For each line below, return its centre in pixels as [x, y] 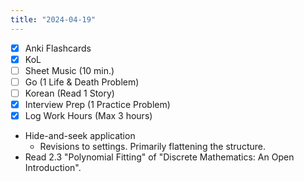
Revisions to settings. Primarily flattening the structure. [152, 147]
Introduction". [53, 168]
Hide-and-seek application [80, 136]
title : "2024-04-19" [53, 19]
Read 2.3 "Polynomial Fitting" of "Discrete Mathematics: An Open [159, 157]
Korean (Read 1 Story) [69, 93]
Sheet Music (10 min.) [69, 70]
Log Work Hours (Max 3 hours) [88, 115]
